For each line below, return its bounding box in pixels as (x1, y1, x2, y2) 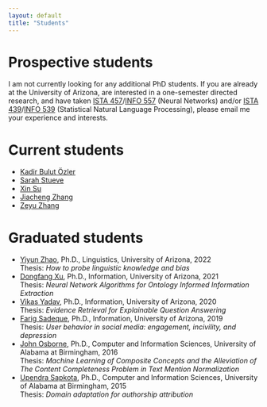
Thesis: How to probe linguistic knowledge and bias (19, 263, 190, 273)
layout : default (8, 11, 62, 20)
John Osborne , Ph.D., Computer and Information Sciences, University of (19, 339, 257, 349)
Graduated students (8, 228, 144, 247)
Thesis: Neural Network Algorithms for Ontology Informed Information (19, 280, 250, 290)
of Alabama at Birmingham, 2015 (19, 382, 127, 391)
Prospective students (8, 53, 153, 71)
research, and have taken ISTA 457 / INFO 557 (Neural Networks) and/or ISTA (8, 96, 259, 106)
